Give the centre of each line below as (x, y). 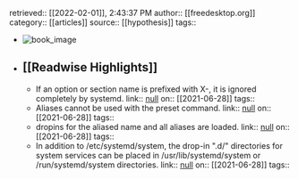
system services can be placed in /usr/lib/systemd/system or (148, 155)
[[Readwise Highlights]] (90, 67)
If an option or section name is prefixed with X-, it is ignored (146, 89)
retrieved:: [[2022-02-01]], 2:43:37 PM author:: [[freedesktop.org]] (132, 13)
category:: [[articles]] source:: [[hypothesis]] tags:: (103, 22)
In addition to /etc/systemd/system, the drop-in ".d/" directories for (159, 145)
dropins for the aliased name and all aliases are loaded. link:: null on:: (162, 126)
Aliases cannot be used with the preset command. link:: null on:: (153, 108)
